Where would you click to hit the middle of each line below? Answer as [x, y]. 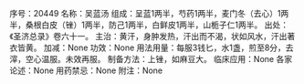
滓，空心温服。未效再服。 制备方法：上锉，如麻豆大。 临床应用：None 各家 [151, 59]
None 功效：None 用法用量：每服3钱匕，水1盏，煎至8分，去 [180, 47]
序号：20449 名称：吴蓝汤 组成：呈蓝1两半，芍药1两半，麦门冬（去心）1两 [149, 13]
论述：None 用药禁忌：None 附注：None [86, 70]
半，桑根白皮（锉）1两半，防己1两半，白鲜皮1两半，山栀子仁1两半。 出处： [149, 25]
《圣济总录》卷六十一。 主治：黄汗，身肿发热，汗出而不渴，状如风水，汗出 [148, 36]
